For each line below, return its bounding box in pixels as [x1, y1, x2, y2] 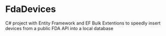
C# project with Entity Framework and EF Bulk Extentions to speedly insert [5, 20, 161, 26]
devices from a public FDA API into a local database [5, 25, 114, 31]
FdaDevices [5, 3, 56, 15]
